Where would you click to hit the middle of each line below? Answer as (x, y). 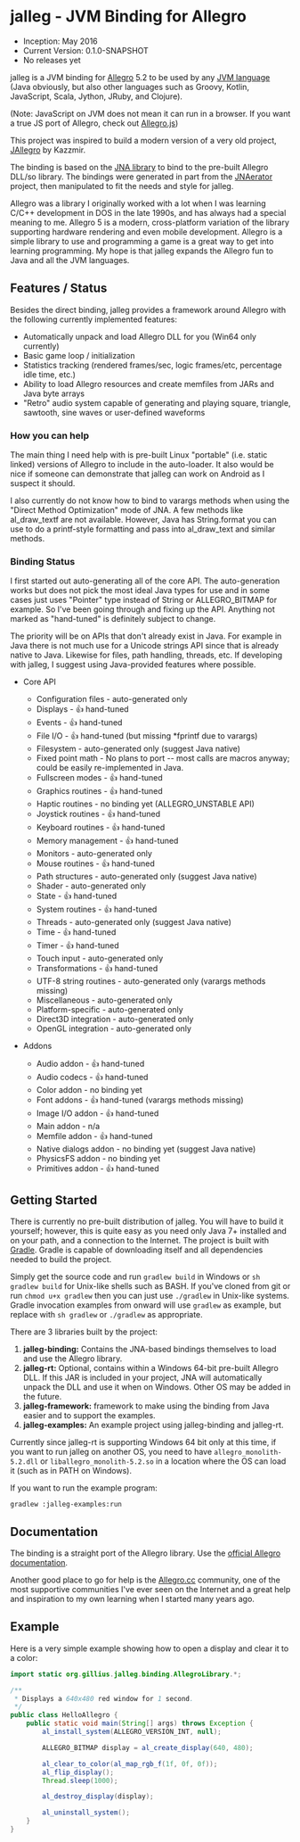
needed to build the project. (61, 1260)
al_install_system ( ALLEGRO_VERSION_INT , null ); (132, 1732)
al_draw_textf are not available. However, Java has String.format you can (143, 520)
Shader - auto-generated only (91, 886)
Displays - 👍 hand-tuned (82, 709)
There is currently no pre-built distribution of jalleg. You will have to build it (147, 1222)
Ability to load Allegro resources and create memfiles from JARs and (149, 384)
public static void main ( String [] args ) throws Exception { (140, 1723)
